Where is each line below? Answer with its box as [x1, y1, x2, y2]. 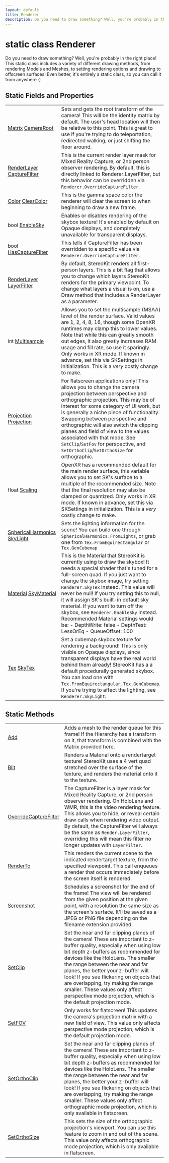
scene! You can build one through [61, 526, 141, 533]
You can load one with [61, 674, 114, 681]
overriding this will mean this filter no [64, 835, 152, 842]
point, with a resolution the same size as [64, 902, 159, 909]
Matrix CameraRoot [8, 125, 54, 132]
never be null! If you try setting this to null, [61, 590, 160, 597]
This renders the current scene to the [64, 850, 152, 857]
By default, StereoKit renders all [61, 260, 136, 267]
